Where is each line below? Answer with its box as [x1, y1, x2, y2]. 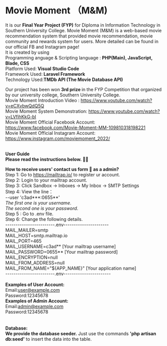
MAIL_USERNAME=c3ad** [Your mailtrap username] [5, 243, 116, 249]
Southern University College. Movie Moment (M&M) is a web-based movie [5, 27, 162, 33]
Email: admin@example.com [5, 303, 64, 309]
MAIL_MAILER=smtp [5, 227, 49, 233]
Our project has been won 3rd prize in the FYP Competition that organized [5, 86, 162, 92]
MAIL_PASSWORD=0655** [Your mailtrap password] [5, 249, 118, 255]
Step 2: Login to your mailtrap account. [5, 177, 88, 183]
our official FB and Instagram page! [5, 44, 80, 50]
